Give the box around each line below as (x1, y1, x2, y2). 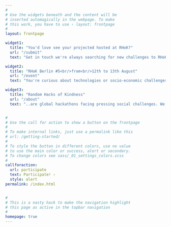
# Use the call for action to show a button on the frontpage (5, 120, 140, 125)
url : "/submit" (10, 49, 42, 55)
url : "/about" (10, 96, 40, 102)
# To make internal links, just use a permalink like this (5, 130, 133, 135)
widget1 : (5, 40, 24, 46)
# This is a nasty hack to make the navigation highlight (5, 200, 131, 205)
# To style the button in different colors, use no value (5, 143, 131, 148)
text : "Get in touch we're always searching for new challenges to (10, 55, 156, 60)
